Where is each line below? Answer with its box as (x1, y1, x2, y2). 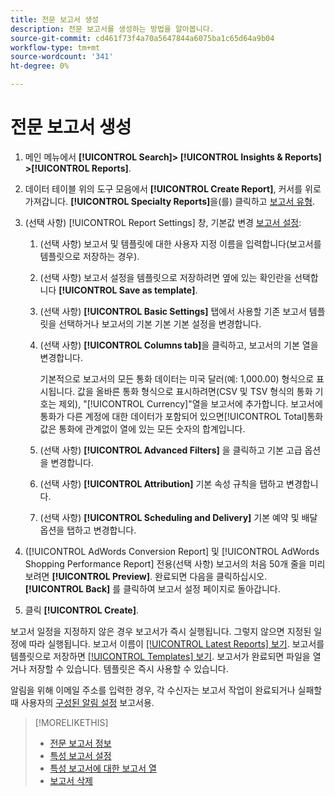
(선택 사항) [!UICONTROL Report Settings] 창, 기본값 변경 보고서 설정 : (24, 216, 302, 228)
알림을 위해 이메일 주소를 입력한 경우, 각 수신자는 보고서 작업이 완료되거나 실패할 (10, 684, 323, 696)
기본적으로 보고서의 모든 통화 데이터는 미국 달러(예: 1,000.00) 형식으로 (39, 372, 315, 385)
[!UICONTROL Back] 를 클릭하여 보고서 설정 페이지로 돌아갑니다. (24, 582, 281, 595)
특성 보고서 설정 (49, 749, 112, 761)
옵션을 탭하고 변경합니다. (39, 524, 137, 536)
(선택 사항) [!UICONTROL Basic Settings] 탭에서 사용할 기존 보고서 (39, 305, 307, 317)
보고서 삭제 (49, 774, 93, 786)
